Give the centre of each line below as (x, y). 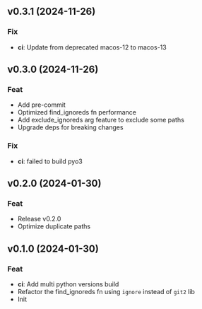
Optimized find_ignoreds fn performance (77, 112)
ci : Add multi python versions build (68, 284)
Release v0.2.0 (39, 219)
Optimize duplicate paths (54, 226)
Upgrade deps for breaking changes (70, 127)
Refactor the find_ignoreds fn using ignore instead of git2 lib (106, 292)
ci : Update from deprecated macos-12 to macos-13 (92, 47)
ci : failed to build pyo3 (50, 161)
